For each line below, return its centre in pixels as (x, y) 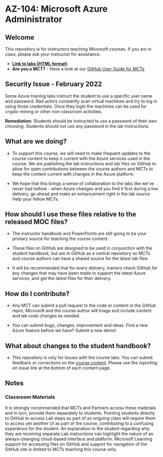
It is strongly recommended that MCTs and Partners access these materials (81, 408)
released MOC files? (36, 222)
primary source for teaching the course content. (60, 239)
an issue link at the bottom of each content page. (61, 368)
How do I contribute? (37, 294)
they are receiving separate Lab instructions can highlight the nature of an (79, 434)
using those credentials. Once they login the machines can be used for (76, 106)
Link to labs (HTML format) (40, 64)
